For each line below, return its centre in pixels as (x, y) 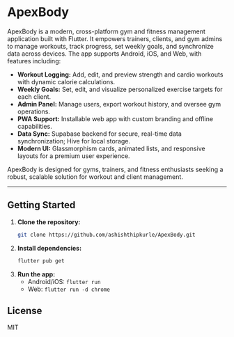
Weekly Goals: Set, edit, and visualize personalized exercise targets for (120, 89)
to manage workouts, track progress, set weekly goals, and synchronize (111, 46)
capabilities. (34, 126)
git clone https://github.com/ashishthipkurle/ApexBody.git (106, 235)
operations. (34, 111)
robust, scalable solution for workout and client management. (95, 177)
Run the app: (36, 274)
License (25, 311)
